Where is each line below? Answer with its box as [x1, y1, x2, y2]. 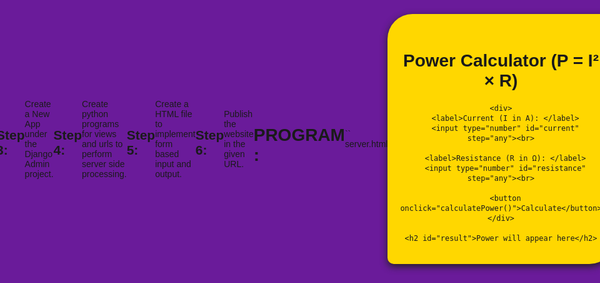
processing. [81, 169, 127, 179]
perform [81, 149, 113, 159]
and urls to [81, 139, 124, 149]
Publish [223, 109, 254, 119]
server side [81, 159, 125, 169]
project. [24, 169, 54, 179]
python [81, 109, 109, 119]
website [223, 129, 254, 139]
